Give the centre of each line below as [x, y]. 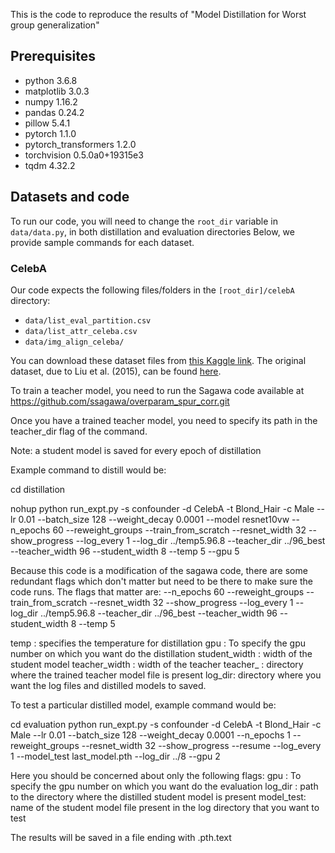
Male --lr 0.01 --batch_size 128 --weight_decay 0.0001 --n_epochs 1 [150, 735]
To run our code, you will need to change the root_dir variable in [144, 221]
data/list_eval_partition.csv [88, 320]
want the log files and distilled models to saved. [108, 685]
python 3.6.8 [51, 80]
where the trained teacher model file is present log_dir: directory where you [166, 675]
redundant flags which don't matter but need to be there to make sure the [161, 581]
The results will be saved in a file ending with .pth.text [121, 837]
